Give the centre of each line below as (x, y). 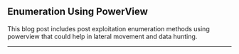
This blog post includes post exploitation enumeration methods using (108, 28)
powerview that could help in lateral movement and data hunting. (102, 36)
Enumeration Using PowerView (78, 12)
